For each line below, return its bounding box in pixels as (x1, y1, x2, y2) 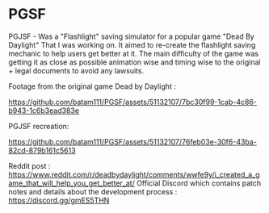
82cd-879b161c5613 (8, 145, 76, 155)
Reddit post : (8, 161, 51, 170)
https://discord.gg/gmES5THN (8, 195, 110, 205)
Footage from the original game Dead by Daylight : (8, 81, 176, 91)
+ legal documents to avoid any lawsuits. (8, 65, 144, 75)
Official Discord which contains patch (136, 178, 261, 188)
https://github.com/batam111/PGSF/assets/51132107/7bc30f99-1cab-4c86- (8, 97, 257, 106)
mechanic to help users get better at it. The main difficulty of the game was (8, 48, 259, 58)
